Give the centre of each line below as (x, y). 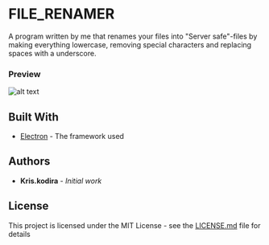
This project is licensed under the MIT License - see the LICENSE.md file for (134, 225)
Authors (29, 161)
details (19, 234)
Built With (33, 117)
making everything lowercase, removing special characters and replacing (130, 44)
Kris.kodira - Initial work (61, 181)
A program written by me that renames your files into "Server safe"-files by (133, 36)
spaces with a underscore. (52, 53)
